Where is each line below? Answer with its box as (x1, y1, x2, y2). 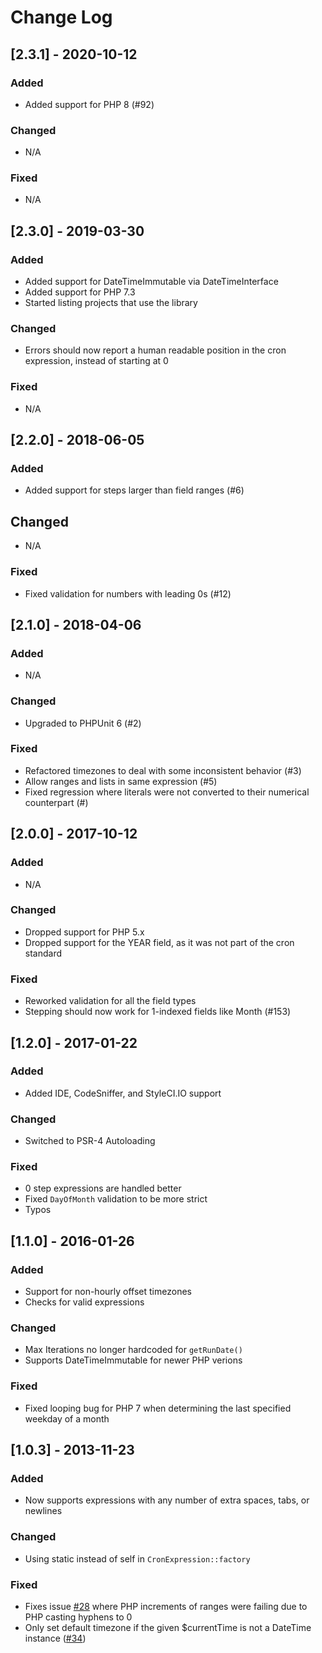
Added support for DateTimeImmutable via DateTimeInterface (24, 276, 279, 288)
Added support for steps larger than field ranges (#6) (24, 484, 245, 496)
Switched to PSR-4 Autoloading (24, 1135, 156, 1147)
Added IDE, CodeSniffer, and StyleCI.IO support (24, 1087, 222, 1099)
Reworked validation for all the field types (24, 995, 197, 1007)
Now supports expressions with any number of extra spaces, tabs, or (24, 1494, 310, 1506)
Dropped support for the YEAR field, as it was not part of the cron (24, 936, 295, 948)
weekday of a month (24, 1412, 110, 1425)
